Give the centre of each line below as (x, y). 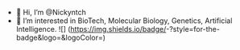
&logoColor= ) (83, 37)
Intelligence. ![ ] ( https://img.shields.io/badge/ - (93, 29)
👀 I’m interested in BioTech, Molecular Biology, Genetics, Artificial (124, 21)
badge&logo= (39, 37)
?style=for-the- (194, 29)
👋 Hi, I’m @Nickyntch (51, 12)
